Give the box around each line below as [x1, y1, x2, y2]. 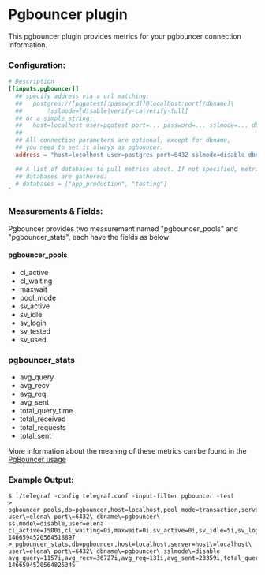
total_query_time [19, 406, 73, 416]
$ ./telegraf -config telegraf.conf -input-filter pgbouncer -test [8, 492, 235, 500]
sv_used [19, 334, 47, 344]
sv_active [19, 301, 50, 311]
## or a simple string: [15, 114, 93, 122]
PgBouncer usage [8, 455, 67, 465]
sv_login [19, 318, 47, 327]
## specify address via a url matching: [15, 92, 150, 100]
